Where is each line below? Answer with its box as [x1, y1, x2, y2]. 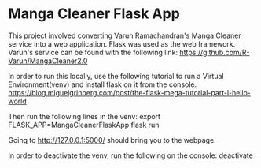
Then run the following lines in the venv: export [8, 111, 161, 121]
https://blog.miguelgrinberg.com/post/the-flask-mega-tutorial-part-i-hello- [8, 88, 252, 97]
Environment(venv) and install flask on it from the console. [8, 80, 197, 89]
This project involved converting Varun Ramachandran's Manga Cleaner [8, 31, 241, 40]
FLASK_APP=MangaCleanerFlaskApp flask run [8, 120, 160, 129]
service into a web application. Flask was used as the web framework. [8, 39, 236, 48]
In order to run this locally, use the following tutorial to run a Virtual [8, 71, 224, 80]
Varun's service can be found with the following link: [8, 47, 178, 57]
